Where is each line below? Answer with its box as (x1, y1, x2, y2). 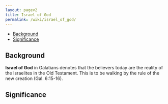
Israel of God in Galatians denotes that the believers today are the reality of (5, 65, 163, 71)
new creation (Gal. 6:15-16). (5, 75, 63, 82)
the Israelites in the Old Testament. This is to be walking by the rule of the (5, 70, 159, 76)
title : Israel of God (5, 12, 51, 17)
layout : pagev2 (5, 7, 38, 13)
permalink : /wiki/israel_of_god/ (5, 17, 76, 22)
